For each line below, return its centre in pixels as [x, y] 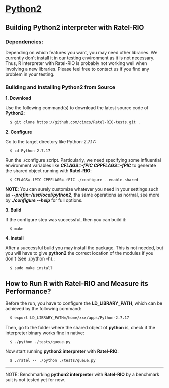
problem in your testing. [30, 74]
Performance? [28, 291]
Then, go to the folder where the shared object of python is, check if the [80, 327]
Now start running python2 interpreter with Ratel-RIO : [62, 351]
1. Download [18, 98]
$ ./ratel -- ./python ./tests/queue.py [53, 360]
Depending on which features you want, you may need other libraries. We [81, 52]
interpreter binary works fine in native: [45, 333]
